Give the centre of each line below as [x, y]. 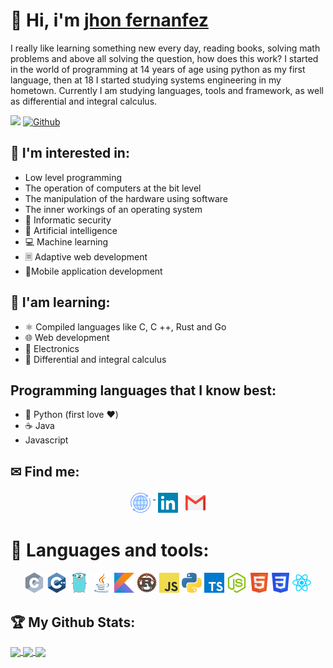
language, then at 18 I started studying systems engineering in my [146, 80]
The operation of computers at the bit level [113, 188]
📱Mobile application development [93, 271]
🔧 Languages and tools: [110, 550]
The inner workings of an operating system [113, 209]
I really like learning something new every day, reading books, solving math [165, 48]
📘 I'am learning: [60, 302]
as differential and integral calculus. [84, 101]
